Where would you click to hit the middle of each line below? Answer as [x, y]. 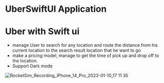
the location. [25, 61]
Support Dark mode [32, 66]
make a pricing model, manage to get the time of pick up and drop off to [85, 55]
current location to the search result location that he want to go [77, 51]
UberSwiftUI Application [56, 9]
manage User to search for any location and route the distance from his [85, 45]
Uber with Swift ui [42, 32]
